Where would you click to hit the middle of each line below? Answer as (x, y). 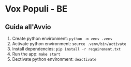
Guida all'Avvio (28, 27)
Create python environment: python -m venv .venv (62, 38)
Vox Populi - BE (36, 9)
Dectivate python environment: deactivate (54, 59)
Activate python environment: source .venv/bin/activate (69, 44)
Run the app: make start (36, 54)
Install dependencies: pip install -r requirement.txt (66, 49)
